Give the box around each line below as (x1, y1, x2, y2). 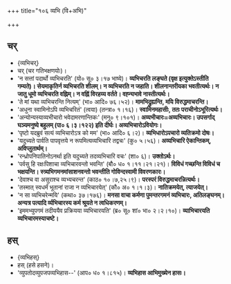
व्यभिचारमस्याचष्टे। (17, 214, 59, 223)
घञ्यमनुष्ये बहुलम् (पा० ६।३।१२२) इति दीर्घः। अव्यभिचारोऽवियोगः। (17, 121, 163, 129)
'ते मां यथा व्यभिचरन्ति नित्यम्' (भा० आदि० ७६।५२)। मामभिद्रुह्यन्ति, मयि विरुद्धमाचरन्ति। (17, 97, 209, 106)
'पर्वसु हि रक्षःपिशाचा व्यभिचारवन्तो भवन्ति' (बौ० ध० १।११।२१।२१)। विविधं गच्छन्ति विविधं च (17, 160, 221, 168)
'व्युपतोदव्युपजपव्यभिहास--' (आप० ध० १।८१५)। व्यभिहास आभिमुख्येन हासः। (17, 268, 186, 276)
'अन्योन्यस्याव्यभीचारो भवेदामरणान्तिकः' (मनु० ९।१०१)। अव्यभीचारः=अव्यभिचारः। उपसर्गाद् (17, 113, 215, 121)
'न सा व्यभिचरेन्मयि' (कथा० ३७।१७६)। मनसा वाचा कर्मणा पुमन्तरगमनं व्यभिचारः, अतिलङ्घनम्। (17, 191, 225, 199)
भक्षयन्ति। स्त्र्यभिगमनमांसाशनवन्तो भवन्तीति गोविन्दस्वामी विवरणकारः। (17, 167, 166, 176)
